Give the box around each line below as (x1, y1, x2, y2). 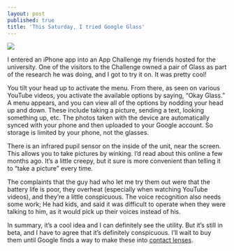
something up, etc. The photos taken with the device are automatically (7, 113, 210, 122)
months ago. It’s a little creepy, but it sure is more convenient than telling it (7, 157, 221, 165)
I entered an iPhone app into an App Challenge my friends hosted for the (7, 55, 217, 64)
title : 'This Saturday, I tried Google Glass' (7, 23, 145, 30)
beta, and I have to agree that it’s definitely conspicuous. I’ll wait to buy (7, 229, 212, 237)
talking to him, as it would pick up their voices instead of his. (7, 208, 181, 216)
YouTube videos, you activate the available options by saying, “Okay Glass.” (7, 92, 226, 100)
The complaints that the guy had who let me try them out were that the (7, 178, 211, 186)
